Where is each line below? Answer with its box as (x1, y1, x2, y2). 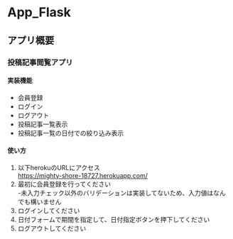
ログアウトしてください (17, 224, 87, 233)
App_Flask (7, 4, 71, 21)
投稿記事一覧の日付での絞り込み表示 (17, 128, 124, 137)
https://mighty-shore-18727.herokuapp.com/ (17, 171, 148, 179)
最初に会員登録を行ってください (17, 179, 112, 188)
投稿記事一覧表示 (17, 120, 68, 128)
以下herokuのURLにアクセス (17, 163, 101, 172)
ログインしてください (17, 206, 80, 215)
